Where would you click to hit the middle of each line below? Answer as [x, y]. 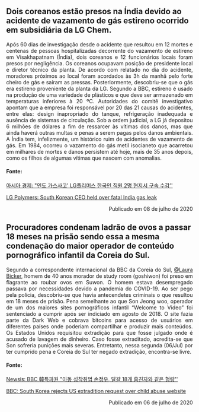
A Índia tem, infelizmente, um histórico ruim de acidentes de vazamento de [99, 139]
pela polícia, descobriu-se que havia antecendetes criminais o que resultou [99, 294]
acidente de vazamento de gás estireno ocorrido [97, 21]
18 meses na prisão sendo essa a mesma [83, 237]
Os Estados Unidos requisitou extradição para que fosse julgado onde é [99, 332]
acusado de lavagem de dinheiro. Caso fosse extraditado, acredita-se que [99, 339]
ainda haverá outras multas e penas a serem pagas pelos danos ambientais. [99, 132]
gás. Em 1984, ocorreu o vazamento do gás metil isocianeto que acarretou [99, 145]
